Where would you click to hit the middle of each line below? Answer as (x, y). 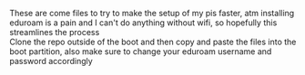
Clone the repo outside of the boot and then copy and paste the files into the (153, 42)
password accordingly (51, 61)
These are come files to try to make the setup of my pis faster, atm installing (152, 13)
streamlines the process (55, 32)
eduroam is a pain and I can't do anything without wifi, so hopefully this (143, 23)
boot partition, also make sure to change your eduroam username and (141, 52)
